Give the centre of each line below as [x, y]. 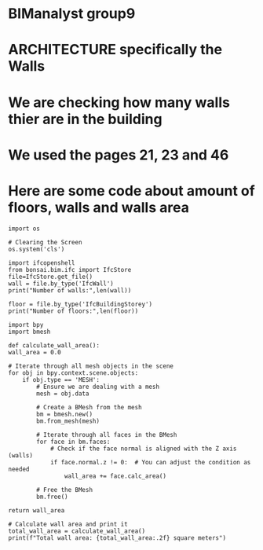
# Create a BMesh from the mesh [89, 407]
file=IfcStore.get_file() [50, 277]
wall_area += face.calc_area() [115, 476]
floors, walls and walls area [99, 207]
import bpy [26, 324]
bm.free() [52, 497]
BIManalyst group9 [72, 14]
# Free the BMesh [64, 489]
